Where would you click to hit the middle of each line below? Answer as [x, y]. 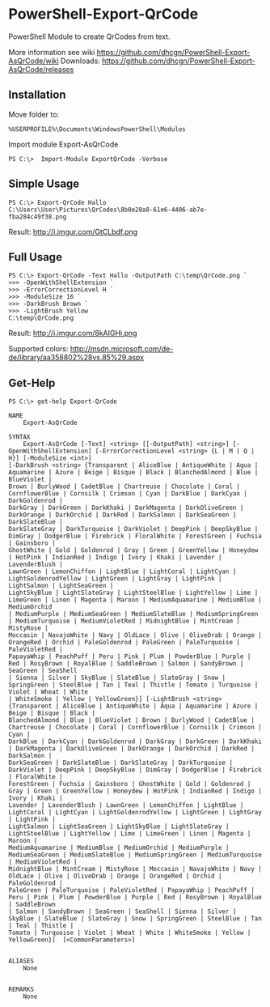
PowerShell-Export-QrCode [103, 14]
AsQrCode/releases [41, 69]
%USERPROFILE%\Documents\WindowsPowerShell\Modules [97, 129]
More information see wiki [52, 52]
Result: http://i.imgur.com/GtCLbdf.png [73, 232]
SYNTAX [19, 437]
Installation [37, 95]
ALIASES [21, 961]
